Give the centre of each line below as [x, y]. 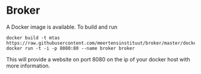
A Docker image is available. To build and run [62, 27]
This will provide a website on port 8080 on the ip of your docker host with [98, 59]
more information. [28, 66]
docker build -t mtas [33, 38]
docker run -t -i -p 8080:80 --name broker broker [71, 48]
